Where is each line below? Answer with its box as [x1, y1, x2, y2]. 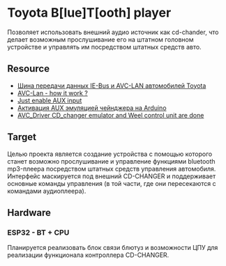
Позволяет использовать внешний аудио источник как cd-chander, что [7, 28, 219, 36]
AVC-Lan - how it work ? [17, 88, 89, 97]
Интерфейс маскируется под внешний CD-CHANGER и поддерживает [7, 172, 216, 180]
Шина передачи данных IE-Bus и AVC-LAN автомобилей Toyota [17, 81, 206, 90]
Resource [7, 63, 50, 75]
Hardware [7, 207, 51, 219]
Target [7, 131, 37, 143]
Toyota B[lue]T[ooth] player [7, 5, 172, 21]
